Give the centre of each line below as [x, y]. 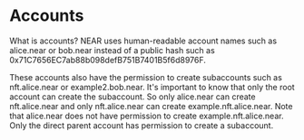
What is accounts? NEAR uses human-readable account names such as [143, 41]
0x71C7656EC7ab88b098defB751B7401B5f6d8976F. [108, 60]
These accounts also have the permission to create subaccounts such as [146, 77]
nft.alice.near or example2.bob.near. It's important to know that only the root [152, 87]
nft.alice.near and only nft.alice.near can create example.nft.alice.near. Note [151, 106]
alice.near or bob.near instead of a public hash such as [112, 50]
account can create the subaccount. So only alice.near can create [132, 97]
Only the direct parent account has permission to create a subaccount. [142, 125]
